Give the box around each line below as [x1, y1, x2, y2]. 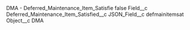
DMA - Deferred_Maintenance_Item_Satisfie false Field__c [6, 5, 148, 11]
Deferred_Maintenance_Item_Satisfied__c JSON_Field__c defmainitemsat [6, 11, 184, 18]
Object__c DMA [6, 17, 44, 24]
